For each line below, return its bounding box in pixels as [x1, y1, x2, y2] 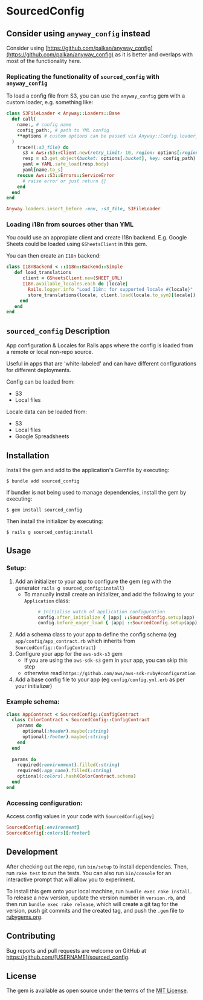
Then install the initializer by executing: [6, 517, 104, 525]
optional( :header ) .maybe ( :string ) [22, 728, 110, 735]
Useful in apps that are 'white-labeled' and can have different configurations [6, 360, 196, 367]
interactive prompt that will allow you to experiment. [6, 876, 135, 883]
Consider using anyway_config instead [6, 28, 150, 39]
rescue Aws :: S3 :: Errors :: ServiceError [17, 172, 115, 178]
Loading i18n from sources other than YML [6, 220, 134, 228]
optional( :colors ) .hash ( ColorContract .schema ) [17, 773, 137, 779]
